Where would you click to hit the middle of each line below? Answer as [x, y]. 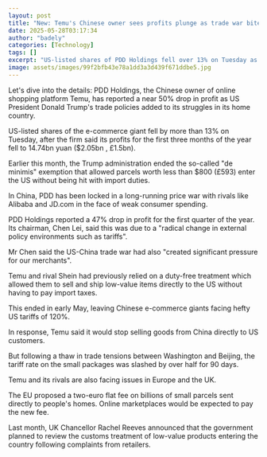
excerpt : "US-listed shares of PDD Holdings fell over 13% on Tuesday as [133, 61]
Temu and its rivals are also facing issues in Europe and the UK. [112, 380]
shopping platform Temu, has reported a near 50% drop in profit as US [124, 98]
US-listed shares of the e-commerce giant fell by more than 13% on [119, 131]
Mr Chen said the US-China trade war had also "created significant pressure [133, 252]
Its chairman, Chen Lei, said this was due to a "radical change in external [128, 228]
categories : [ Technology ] [51, 45]
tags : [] [23, 53]
